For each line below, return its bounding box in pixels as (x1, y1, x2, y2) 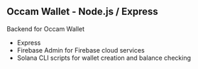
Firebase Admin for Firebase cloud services (16, 46, 145, 54)
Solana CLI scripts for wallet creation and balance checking (16, 53, 191, 62)
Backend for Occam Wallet (6, 24, 85, 33)
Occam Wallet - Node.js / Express (6, 6, 158, 18)
